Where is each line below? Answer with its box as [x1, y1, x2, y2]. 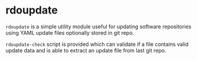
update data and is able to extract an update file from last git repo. [5, 46, 166, 54]
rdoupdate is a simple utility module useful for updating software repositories [5, 23, 192, 30]
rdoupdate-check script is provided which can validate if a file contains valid [5, 41, 189, 48]
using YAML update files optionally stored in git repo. [5, 29, 134, 36]
